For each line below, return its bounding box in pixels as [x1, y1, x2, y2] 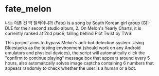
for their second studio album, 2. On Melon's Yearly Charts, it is [14, 25, 141, 31]
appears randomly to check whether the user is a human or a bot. [5, 65, 137, 71]
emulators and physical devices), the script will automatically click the [5, 50, 145, 56]
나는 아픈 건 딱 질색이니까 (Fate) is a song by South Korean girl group [5, 20, 140, 25]
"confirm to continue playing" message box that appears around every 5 [5, 55, 150, 61]
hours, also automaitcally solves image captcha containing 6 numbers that [5, 60, 154, 66]
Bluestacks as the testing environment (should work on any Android [5, 45, 141, 51]
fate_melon [5, 3, 52, 14]
